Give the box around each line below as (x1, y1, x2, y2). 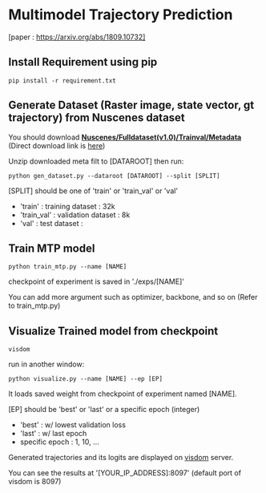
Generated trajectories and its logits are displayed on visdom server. (8, 453, 234, 463)
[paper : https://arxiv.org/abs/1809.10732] (8, 32, 146, 42)
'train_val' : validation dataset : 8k (19, 210, 131, 220)
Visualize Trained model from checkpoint (8, 324, 219, 337)
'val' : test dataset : (19, 218, 83, 228)
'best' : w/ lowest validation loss (19, 420, 127, 430)
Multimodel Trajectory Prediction (8, 6, 233, 24)
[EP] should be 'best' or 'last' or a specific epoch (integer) (8, 405, 200, 414)
